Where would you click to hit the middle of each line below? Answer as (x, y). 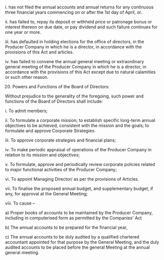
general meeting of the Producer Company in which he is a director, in (76, 67)
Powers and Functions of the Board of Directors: (61, 87)
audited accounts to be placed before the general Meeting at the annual (78, 247)
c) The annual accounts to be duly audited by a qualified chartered (72, 237)
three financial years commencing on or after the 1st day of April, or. (74, 12)
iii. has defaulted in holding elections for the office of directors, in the (75, 42)
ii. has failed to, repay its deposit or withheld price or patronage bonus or (79, 22)
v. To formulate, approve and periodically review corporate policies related (80, 164)
